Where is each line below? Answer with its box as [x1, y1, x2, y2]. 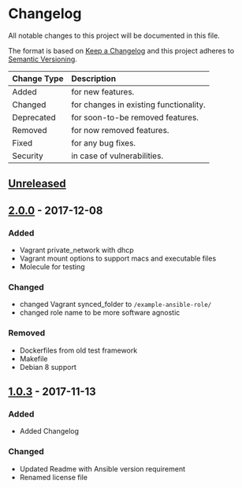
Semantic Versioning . [8, 54, 77, 64]
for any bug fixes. [70, 137, 136, 148]
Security [12, 150, 43, 161]
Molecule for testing [19, 262, 85, 272]
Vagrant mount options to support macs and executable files [19, 253, 217, 264]
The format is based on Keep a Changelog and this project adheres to [8, 46, 235, 55]
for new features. [70, 86, 135, 97]
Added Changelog [19, 427, 80, 436]
